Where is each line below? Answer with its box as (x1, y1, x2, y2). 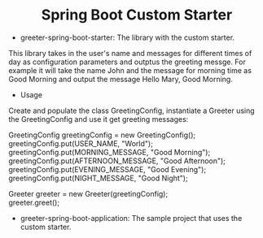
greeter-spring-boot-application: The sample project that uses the (20, 213, 243, 223)
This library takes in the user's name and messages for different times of (8, 48, 252, 58)
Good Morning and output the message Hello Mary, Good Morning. (8, 74, 234, 84)
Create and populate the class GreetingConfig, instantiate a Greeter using (8, 106, 255, 115)
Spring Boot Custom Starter (41, 6, 233, 24)
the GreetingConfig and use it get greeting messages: (8, 114, 189, 123)
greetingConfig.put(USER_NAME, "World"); (8, 138, 153, 148)
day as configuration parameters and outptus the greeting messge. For (8, 57, 246, 67)
